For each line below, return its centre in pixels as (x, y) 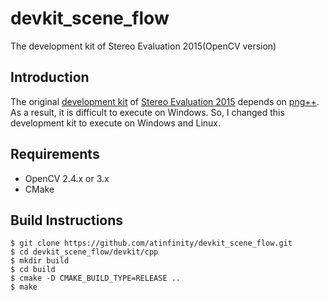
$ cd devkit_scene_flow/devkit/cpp (84, 252)
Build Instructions (67, 220)
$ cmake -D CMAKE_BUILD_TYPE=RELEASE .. (96, 278)
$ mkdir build (40, 261)
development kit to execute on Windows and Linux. (116, 123)
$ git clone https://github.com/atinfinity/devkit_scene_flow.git (151, 243)
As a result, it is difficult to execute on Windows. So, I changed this (147, 112)
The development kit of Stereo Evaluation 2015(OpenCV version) (143, 46)
